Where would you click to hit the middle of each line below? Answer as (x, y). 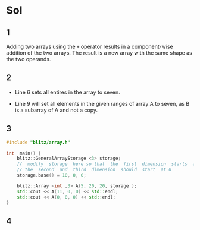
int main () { (24, 153)
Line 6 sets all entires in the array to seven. (67, 92)
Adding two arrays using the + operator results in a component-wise (90, 46)
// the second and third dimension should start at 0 (94, 170)
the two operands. (29, 59)
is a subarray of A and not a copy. (56, 110)
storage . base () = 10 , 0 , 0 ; (51, 175)
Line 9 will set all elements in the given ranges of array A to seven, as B (102, 103)
